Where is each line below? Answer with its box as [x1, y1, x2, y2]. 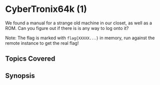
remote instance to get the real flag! [5, 40, 79, 46]
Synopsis [5, 71, 35, 80]
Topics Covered [5, 55, 55, 63]
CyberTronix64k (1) [5, 3, 87, 15]
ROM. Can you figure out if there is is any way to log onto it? [5, 25, 129, 31]
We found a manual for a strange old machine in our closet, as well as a [5, 20, 152, 26]
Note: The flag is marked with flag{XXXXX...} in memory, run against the [5, 35, 155, 41]
